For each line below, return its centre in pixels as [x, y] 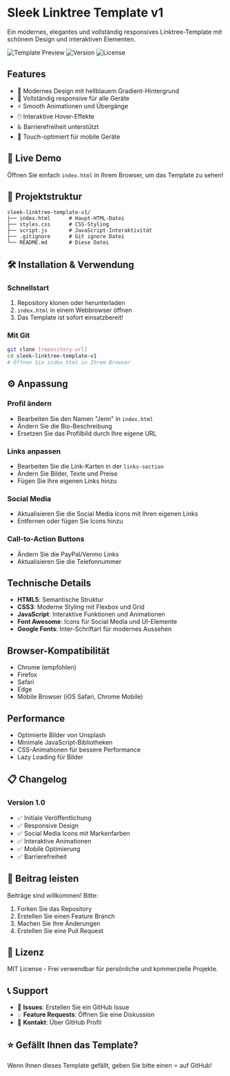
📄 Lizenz [26, 952]
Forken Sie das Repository [54, 908]
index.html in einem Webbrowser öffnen [74, 310]
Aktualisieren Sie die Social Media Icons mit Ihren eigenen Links [107, 514]
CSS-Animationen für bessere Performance [79, 750]
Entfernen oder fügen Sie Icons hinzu [70, 521]
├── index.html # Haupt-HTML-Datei [66, 219]
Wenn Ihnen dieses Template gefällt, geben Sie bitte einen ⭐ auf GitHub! [109, 1065]
